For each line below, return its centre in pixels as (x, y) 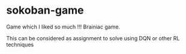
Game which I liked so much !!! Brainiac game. (63, 27)
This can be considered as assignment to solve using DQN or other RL (93, 38)
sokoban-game (45, 10)
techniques (20, 45)
